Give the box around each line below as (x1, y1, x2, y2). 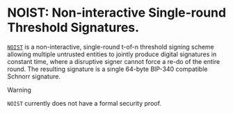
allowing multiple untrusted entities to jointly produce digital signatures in (7, 50, 217, 58)
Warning (7, 85, 31, 94)
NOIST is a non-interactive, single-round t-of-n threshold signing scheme (7, 42, 214, 51)
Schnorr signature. (7, 72, 61, 81)
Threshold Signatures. (7, 19, 140, 35)
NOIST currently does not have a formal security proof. (7, 99, 162, 107)
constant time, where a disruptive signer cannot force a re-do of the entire (7, 57, 220, 65)
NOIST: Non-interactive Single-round (7, 5, 227, 21)
